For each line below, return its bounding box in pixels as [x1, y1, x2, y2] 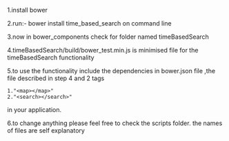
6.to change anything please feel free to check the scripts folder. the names [7, 119, 223, 127]
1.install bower [7, 6, 48, 14]
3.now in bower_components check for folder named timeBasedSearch [7, 32, 209, 41]
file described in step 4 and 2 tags [7, 74, 105, 82]
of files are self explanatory [7, 126, 85, 134]
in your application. [7, 106, 62, 113]
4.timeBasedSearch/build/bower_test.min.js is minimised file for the [7, 46, 199, 54]
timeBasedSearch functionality [7, 53, 94, 62]
